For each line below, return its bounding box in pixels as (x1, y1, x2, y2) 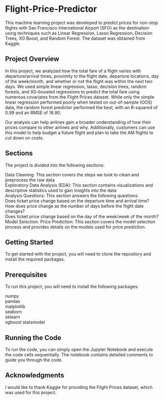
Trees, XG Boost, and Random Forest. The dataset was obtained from (5, 35, 146, 41)
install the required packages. (5, 257, 65, 262)
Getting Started (5, 238, 54, 246)
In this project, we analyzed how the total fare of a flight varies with (5, 68, 141, 74)
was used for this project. (5, 389, 57, 395)
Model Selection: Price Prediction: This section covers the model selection (5, 219, 156, 225)
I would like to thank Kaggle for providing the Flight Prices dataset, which (5, 384, 153, 390)
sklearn (5, 314, 21, 320)
